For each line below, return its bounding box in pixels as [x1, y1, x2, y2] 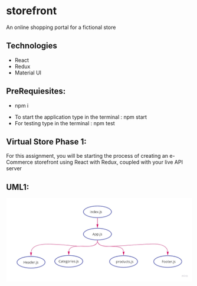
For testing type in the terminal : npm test [14, 119, 115, 126]
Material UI [14, 69, 42, 76]
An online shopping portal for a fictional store [6, 24, 116, 31]
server [6, 165, 22, 172]
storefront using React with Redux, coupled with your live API [34, 158, 183, 166]
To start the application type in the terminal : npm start [14, 113, 147, 121]
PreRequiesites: [6, 86, 66, 96]
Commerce [6, 158, 34, 166]
